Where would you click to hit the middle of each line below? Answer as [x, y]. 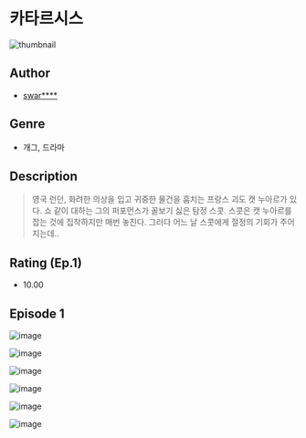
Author [30, 73]
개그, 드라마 [44, 147]
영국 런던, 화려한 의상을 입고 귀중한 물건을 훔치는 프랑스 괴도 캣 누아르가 [159, 199]
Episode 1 [37, 313]
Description [43, 176]
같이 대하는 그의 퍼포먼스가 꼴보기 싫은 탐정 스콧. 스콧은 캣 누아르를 [173, 211]
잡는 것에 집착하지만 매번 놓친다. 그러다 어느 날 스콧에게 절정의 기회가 [155, 222]
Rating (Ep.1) [46, 262]
